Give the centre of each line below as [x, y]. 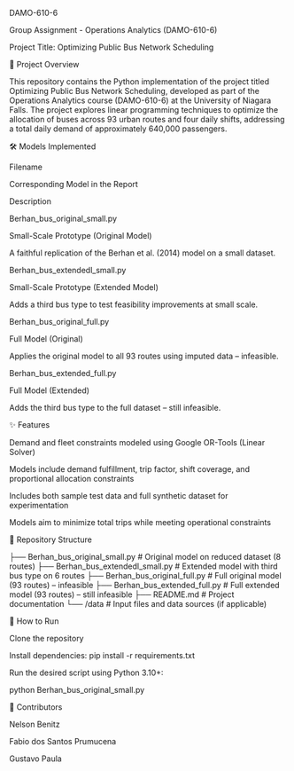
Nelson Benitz [35, 724]
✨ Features [30, 425]
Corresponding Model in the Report [74, 184]
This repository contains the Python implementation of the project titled [139, 82]
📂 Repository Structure [51, 539]
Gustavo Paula [35, 759]
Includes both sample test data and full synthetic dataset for [119, 496]
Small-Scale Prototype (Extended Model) [84, 287]
